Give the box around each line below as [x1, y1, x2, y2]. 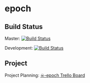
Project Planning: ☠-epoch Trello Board [4, 72, 85, 78]
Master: [4, 35, 20, 41]
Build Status [4, 23, 43, 31]
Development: [4, 45, 33, 51]
